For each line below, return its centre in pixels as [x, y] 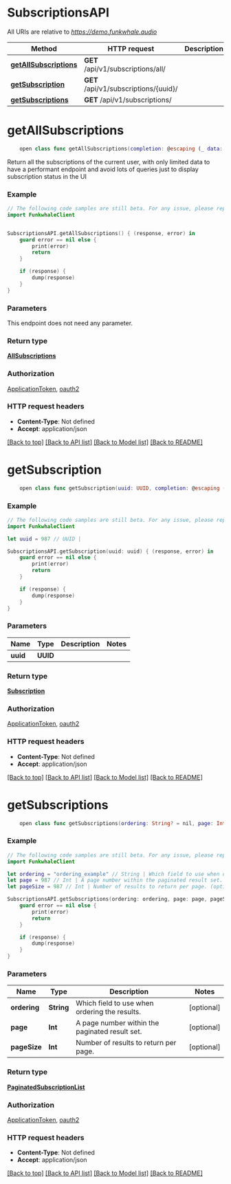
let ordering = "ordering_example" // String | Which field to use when [113, 874]
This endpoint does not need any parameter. [70, 323]
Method [44, 48]
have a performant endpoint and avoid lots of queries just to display [103, 169]
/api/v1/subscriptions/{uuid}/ [131, 89]
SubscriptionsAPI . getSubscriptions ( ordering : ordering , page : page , [107, 899]
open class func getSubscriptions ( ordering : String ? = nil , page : [117, 823]
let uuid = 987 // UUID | [44, 539]
